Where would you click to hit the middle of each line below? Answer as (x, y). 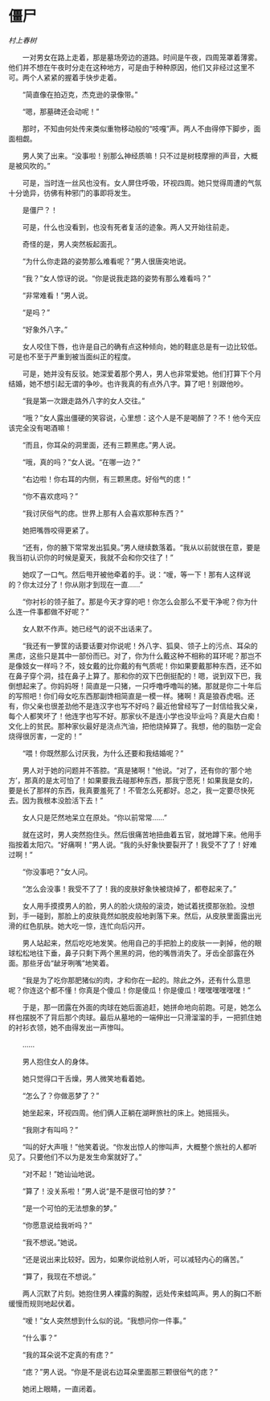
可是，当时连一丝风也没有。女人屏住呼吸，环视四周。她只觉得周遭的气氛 (142, 182)
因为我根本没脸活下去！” (63, 800)
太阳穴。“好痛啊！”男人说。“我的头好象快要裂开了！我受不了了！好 (140, 844)
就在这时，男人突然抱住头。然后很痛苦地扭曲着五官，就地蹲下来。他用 (138, 834)
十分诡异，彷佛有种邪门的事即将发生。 (72, 193)
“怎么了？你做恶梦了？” (61, 1095)
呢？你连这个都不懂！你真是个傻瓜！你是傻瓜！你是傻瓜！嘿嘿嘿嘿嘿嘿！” (130, 990)
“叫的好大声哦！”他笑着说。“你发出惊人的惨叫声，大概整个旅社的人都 (136, 1146)
